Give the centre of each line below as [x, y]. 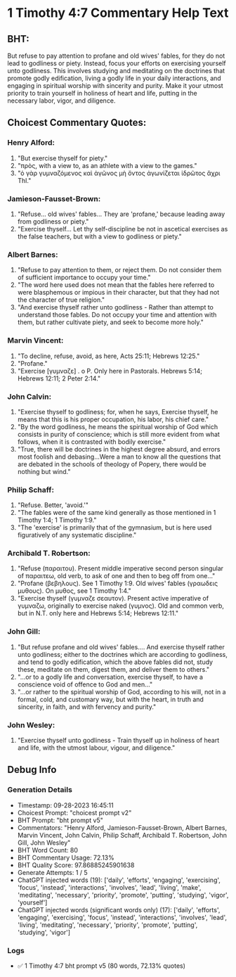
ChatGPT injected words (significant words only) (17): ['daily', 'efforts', [119, 909]
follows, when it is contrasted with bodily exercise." [92, 442]
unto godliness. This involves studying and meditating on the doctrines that [116, 71]
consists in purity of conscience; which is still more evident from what [118, 434]
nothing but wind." [44, 471]
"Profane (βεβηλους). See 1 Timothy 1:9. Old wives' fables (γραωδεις [118, 583]
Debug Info [32, 770]
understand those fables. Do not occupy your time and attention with [117, 315]
